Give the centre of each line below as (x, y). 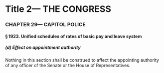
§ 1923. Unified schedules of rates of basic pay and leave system (74, 36)
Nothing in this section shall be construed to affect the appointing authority (82, 60)
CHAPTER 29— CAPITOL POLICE (46, 25)
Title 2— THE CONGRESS (58, 9)
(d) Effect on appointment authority (43, 47)
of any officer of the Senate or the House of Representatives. (68, 65)
